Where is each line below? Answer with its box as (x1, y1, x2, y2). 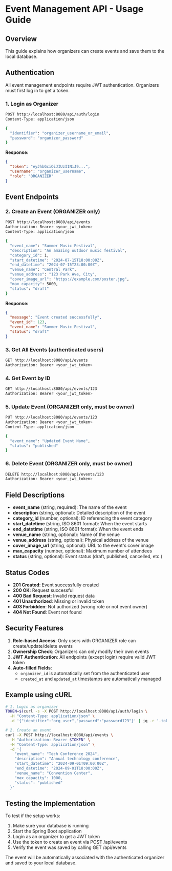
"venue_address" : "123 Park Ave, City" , (10, 272, 97, 277)
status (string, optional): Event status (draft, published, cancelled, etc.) (12, 553, 163, 560)
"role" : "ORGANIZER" (10, 173, 54, 179)
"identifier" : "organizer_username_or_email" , (10, 130, 111, 136)
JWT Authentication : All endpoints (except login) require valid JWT (12, 654, 156, 660)
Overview (5, 34, 37, 43)
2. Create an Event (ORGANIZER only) (5, 208, 100, 215)
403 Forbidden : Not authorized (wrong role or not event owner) (12, 603, 147, 609)
